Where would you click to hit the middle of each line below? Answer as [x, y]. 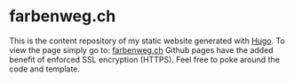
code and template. [45, 69]
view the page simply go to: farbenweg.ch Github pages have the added [141, 49]
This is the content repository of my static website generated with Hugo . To [147, 41]
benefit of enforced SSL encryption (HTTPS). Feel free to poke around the [144, 59]
